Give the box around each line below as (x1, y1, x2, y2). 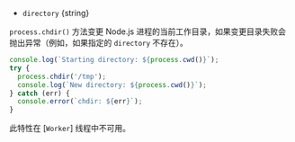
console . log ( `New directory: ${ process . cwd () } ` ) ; (17, 80, 207, 89)
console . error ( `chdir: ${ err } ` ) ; (17, 97, 143, 106)
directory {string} (22, 8, 90, 18)
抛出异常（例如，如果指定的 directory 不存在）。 (9, 38, 189, 48)
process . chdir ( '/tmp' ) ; (17, 72, 106, 81)
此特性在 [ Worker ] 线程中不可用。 (9, 123, 131, 134)
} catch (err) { (9, 89, 70, 98)
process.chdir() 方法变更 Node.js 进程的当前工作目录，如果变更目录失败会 (9, 26, 286, 37)
